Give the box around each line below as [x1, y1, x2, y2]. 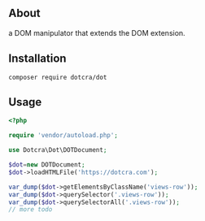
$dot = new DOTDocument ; [8, 161, 85, 169]
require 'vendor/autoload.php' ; [8, 132, 118, 140]
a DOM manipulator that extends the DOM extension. [8, 28, 185, 37]
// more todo [8, 206, 53, 214]
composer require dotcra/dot [8, 73, 107, 81]
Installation [8, 52, 67, 66]
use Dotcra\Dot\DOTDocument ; [8, 146, 107, 154]
